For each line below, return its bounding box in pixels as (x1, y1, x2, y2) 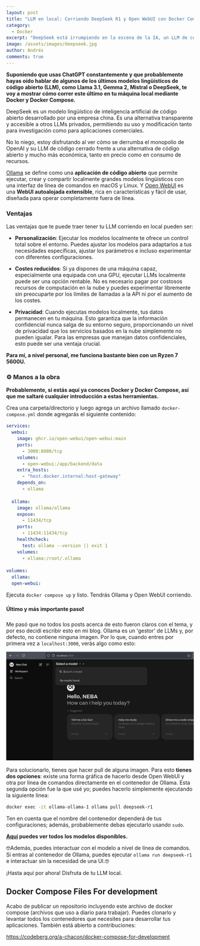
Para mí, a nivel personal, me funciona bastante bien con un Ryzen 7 (6, 352, 179, 359)
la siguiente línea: (6, 792, 49, 799)
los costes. (14, 297, 42, 304)
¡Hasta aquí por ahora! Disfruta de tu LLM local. (6, 870, 123, 877)
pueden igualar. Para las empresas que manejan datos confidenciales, (14, 334, 187, 341)
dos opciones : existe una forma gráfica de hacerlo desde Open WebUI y (6, 773, 185, 780)
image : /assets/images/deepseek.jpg (6, 41, 97, 47)
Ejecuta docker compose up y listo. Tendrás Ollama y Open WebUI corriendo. (6, 591, 192, 598)
